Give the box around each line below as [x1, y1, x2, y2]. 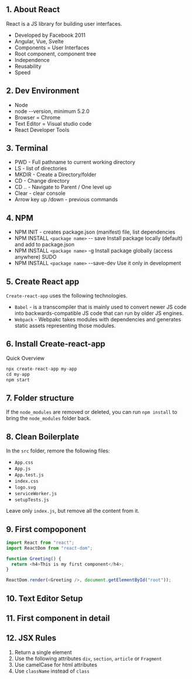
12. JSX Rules [6, 633, 57, 643]
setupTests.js [14, 497, 49, 503]
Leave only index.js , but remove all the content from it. [6, 507, 139, 515]
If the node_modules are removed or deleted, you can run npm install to [6, 409, 177, 416]
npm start [6, 377, 30, 383]
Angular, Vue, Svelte [14, 37, 64, 44]
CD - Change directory [14, 177, 70, 184]
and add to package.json [14, 241, 75, 248]
